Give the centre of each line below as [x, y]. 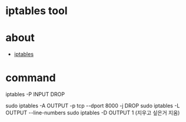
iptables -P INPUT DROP [35, 94]
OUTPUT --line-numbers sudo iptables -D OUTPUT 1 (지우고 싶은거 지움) [93, 113]
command [31, 78]
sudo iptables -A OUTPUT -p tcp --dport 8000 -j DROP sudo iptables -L [93, 106]
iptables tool [37, 11]
